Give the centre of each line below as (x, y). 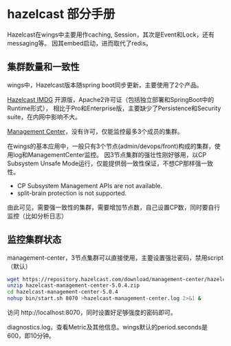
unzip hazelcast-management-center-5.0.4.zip (73, 286)
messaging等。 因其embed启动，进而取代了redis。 (80, 43)
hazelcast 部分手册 (61, 14)
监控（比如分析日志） (37, 216)
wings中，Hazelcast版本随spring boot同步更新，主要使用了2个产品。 (105, 85)
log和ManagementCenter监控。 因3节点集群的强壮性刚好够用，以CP (110, 154)
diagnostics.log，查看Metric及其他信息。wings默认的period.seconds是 (108, 327)
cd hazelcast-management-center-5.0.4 (63, 292)
